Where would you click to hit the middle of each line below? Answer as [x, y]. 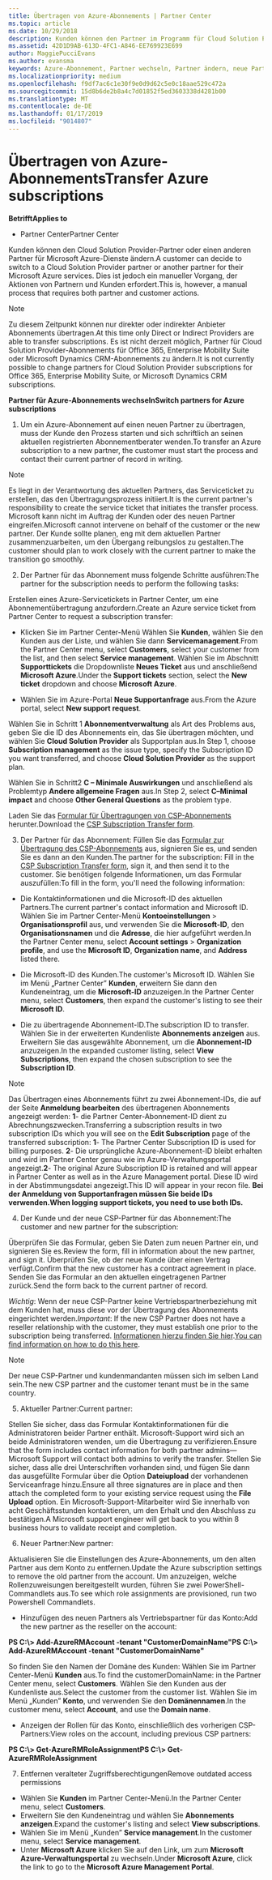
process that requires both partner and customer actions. [104, 293]
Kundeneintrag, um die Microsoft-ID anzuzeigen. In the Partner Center [137, 991]
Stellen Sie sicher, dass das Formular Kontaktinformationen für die [119, 1424]
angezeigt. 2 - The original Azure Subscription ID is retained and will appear [133, 1168]
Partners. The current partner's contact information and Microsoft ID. [134, 907]
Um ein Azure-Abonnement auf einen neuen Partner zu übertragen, [132, 424]
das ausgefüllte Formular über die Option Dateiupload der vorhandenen [128, 1476]
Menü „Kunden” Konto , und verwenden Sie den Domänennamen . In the [127, 1701]
